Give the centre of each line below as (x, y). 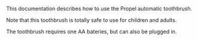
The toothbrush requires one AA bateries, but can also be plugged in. (92, 31)
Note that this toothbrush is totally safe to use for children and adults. (92, 20)
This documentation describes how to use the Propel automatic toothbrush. (99, 9)
